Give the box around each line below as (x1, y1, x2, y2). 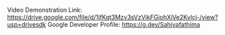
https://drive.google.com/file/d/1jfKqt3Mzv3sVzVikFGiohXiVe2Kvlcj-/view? (7, 13, 218, 21)
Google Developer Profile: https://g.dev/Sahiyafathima (47, 21, 200, 28)
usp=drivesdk (7, 21, 47, 28)
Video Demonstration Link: (7, 6, 82, 14)
